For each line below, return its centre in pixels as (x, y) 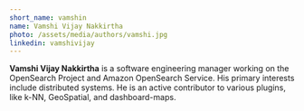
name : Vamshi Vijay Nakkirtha (66, 26)
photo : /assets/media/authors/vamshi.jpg (89, 34)
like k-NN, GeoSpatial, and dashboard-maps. (93, 97)
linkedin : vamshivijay (52, 43)
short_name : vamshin (48, 18)
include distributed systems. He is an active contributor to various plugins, (148, 88)
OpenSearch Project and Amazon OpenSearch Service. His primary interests (152, 79)
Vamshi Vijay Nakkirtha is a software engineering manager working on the (149, 69)
